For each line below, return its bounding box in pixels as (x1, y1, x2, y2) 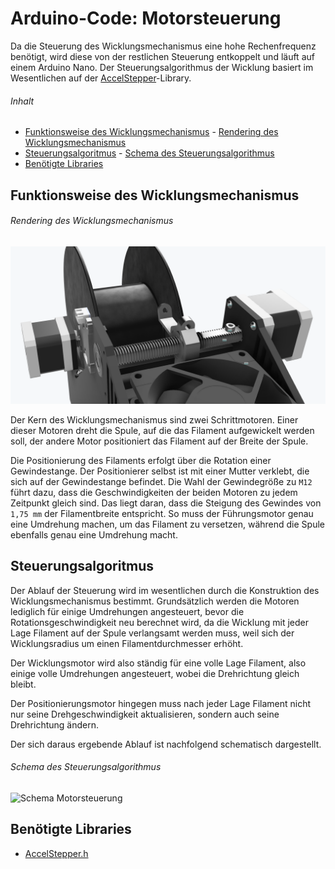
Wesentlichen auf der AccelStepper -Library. (10, 72, 192, 84)
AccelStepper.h (24, 847, 89, 859)
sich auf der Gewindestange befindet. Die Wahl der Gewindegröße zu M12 (10, 475, 313, 487)
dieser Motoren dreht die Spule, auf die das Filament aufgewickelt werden (10, 424, 315, 436)
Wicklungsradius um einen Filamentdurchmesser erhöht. (10, 637, 244, 649)
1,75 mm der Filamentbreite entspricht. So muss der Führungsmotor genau (10, 507, 314, 519)
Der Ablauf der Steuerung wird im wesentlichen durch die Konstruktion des (10, 584, 320, 596)
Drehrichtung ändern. (10, 718, 99, 731)
